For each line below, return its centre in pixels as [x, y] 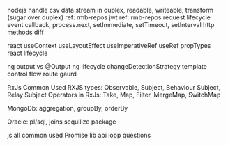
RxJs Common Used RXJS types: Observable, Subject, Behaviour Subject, [114, 87]
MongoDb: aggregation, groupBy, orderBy [68, 108]
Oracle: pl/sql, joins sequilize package [62, 122]
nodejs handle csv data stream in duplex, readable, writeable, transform [111, 10]
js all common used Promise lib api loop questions [79, 135]
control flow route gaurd [42, 74]
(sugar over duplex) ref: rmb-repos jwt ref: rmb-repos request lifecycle [109, 17]
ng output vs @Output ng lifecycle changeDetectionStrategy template [107, 66]
